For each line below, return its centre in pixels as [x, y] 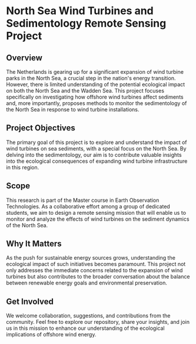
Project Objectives [41, 128]
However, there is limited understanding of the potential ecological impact [96, 84]
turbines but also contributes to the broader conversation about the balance [98, 277]
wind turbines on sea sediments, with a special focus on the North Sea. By [96, 148]
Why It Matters [34, 244]
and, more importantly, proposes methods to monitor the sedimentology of [97, 103]
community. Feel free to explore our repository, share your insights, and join [98, 322]
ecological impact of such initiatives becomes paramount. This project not [96, 264]
